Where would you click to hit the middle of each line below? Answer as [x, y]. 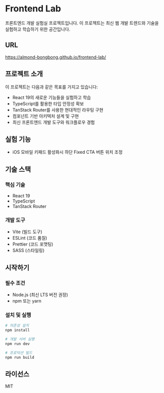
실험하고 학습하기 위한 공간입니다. [38, 29]
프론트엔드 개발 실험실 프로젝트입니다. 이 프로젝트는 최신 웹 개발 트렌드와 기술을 [82, 23]
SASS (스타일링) [28, 251]
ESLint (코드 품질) [30, 238]
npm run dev [17, 344]
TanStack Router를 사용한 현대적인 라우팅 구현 [58, 110]
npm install [17, 330]
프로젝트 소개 [24, 74]
